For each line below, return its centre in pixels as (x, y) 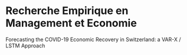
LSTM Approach (25, 46)
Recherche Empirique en (67, 11)
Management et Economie (71, 23)
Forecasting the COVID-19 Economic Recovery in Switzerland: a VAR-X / (93, 39)
